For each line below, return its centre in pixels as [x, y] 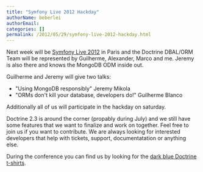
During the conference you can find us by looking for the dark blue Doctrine [101, 157]
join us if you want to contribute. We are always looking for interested [94, 132]
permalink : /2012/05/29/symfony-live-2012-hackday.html [79, 35]
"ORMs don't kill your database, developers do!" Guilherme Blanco [99, 95]
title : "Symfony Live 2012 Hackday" [53, 12]
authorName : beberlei [34, 18]
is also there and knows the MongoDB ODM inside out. [75, 65]
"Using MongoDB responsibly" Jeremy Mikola [73, 88]
